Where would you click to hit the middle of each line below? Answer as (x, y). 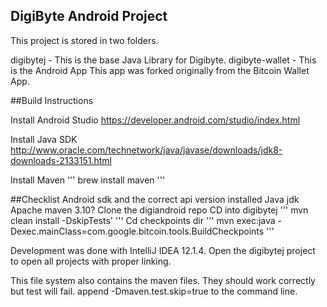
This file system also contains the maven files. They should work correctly (163, 280)
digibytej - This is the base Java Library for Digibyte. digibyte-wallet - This (163, 60)
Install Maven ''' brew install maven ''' (88, 180)
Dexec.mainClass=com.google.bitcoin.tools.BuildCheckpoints (137, 231)
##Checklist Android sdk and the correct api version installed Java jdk (155, 199)
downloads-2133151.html (61, 160)
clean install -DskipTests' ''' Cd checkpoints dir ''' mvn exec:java (143, 220)
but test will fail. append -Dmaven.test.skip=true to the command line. (154, 291)
